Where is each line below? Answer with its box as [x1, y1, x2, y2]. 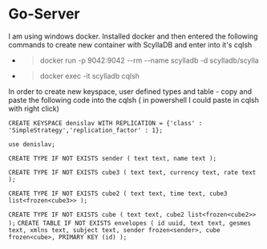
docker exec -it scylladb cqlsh [39, 71, 140, 80]
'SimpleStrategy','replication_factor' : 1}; [8, 126, 163, 134]
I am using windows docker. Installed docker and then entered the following [8, 31, 258, 41]
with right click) [8, 104, 60, 113]
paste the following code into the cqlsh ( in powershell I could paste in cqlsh [8, 95, 259, 104]
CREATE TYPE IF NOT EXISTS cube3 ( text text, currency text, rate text [8, 168, 257, 177]
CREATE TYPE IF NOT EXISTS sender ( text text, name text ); [8, 154, 217, 162]
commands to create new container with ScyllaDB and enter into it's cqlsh [8, 39, 253, 49]
